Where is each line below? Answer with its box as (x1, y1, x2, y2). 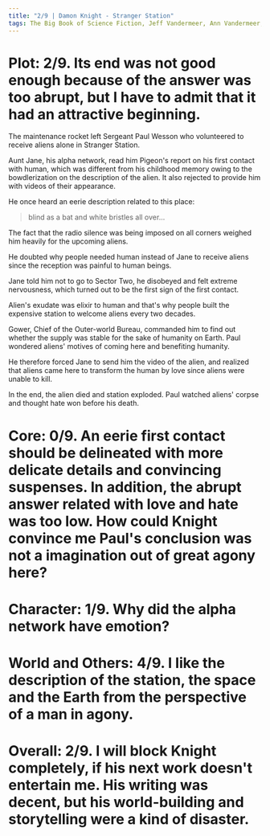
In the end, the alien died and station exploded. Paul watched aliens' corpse (8, 390, 260, 400)
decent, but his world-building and (8, 793, 244, 812)
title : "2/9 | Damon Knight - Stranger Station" (8, 11, 174, 20)
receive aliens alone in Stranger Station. (8, 140, 141, 150)
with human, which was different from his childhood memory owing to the (8, 164, 253, 174)
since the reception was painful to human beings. (8, 260, 172, 270)
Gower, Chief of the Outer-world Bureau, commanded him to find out (8, 325, 236, 334)
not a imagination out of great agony (8, 546, 256, 564)
